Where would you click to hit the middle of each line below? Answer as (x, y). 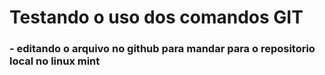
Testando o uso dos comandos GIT (156, 17)
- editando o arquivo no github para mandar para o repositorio (162, 49)
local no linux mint (55, 61)
